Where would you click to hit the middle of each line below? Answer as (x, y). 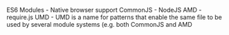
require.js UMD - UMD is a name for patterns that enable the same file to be (114, 17)
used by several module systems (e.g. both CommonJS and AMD (100, 24)
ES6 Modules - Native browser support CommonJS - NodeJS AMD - (104, 10)
